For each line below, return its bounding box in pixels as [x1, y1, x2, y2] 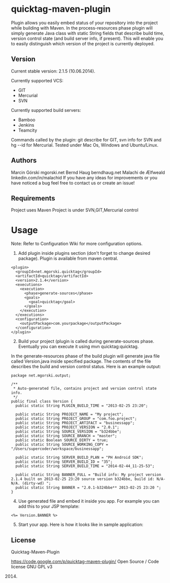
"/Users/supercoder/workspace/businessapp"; [11, 446, 104, 451]
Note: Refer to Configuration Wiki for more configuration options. [11, 240, 143, 247]
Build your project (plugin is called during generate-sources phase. [18, 339, 155, 344]
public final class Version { [11, 399, 73, 404]
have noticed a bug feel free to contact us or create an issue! [11, 180, 135, 186]
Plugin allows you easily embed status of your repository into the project [11, 20, 158, 26]
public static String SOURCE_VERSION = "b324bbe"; [15, 429, 122, 434]
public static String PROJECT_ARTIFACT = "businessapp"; [15, 420, 135, 426]
